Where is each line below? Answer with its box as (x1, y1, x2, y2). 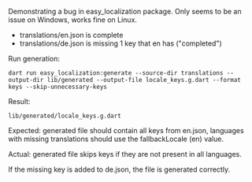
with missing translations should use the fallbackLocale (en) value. (8, 134, 224, 143)
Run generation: (8, 54, 61, 63)
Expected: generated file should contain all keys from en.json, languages (8, 126, 244, 135)
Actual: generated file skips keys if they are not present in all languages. (8, 150, 243, 158)
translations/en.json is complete (19, 31, 124, 39)
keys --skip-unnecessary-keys (8, 83, 108, 91)
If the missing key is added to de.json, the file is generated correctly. (8, 165, 231, 174)
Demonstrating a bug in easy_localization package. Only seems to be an (8, 7, 242, 16)
